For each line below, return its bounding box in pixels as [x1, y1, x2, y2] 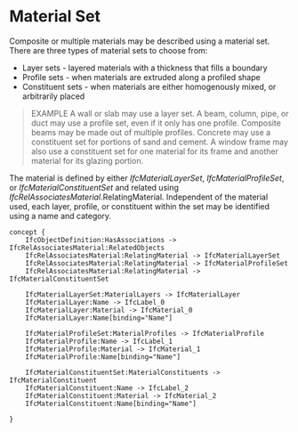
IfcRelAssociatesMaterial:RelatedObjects [9, 243, 165, 252]
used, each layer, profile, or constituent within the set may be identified [9, 200, 270, 211]
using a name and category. [9, 210, 112, 221]
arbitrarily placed [21, 91, 85, 102]
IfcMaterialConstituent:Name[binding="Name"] [25, 399, 197, 408]
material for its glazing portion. [30, 155, 144, 166]
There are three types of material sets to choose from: [9, 45, 208, 55]
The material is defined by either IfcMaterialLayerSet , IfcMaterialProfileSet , [9, 172, 285, 183]
